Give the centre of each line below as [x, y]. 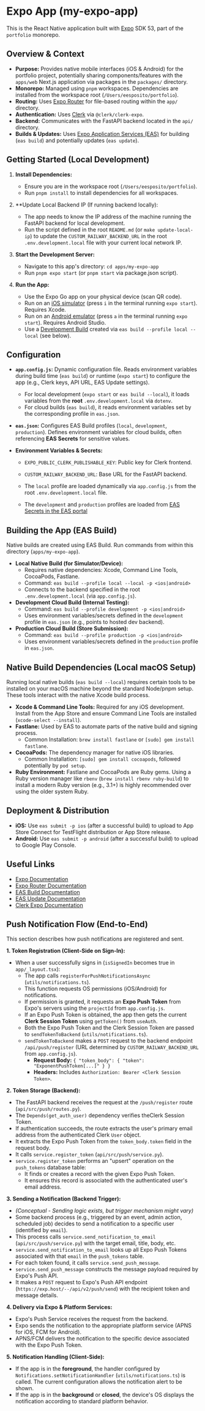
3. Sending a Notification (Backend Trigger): [64, 1199]
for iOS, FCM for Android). [48, 1332]
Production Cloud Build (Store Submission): [72, 628]
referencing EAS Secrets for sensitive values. [73, 438]
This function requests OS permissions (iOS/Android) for [95, 989]
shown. [24, 1388]
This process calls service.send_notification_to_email [85, 1237]
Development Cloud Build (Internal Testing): [72, 603]
